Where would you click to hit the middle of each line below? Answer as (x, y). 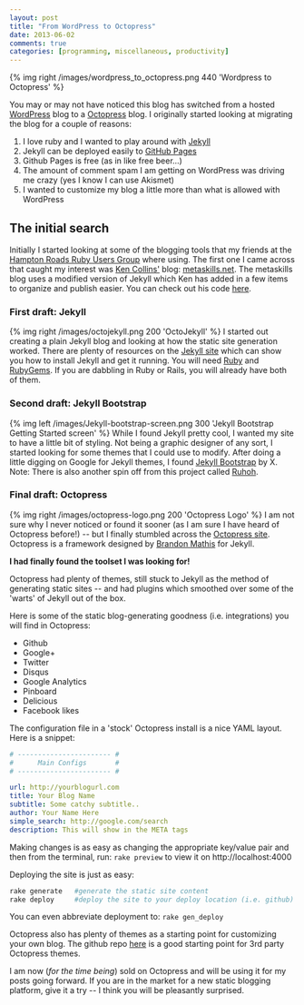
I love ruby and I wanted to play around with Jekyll (117, 142)
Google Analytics (54, 681)
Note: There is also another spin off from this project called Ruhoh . (134, 471)
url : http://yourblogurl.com (64, 788)
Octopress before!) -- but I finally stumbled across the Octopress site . (140, 534)
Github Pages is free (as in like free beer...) (103, 161)
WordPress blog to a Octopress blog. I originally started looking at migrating (151, 114)
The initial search (59, 228)
